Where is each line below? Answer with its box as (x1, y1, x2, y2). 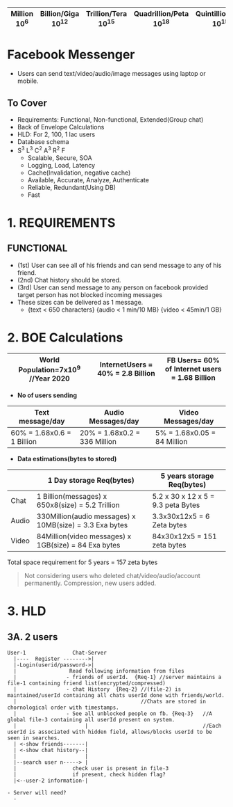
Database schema (17, 138, 69, 146)
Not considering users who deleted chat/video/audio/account (24, 572, 201, 580)
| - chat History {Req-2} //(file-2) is (13, 686, 182, 693)
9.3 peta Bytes (152, 500, 200, 510)
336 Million (79, 437, 116, 446)
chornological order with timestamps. (7, 704, 119, 711)
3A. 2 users (7, 631, 58, 643)
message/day (18, 417, 65, 426)
